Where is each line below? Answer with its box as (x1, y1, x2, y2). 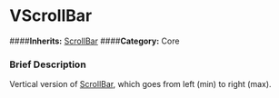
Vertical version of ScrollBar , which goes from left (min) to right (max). (9, 79, 272, 90)
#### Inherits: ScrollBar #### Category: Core (9, 35, 180, 46)
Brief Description (9, 58, 86, 71)
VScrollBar (9, 5, 93, 26)
